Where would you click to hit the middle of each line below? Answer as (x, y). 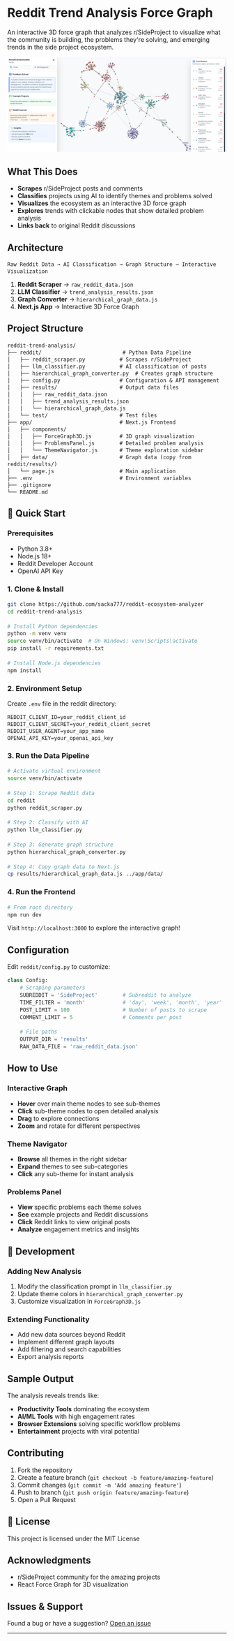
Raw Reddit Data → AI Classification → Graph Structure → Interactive (112, 265)
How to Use (33, 1068)
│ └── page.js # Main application (92, 471)
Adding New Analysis (45, 1271)
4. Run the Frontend (41, 892)
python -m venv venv (37, 634)
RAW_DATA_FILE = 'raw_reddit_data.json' (79, 1047)
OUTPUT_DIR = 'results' (54, 1039)
